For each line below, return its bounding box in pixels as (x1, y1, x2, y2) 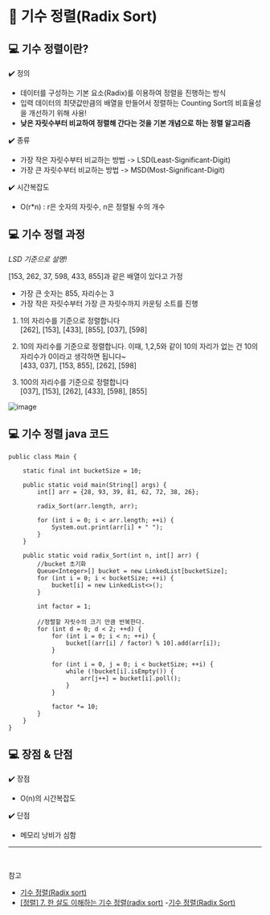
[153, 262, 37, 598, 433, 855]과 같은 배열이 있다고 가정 (8, 271, 183, 281)
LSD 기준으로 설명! (8, 254, 67, 264)
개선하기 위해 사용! (28, 108, 87, 118)
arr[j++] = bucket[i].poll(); (80, 674, 182, 682)
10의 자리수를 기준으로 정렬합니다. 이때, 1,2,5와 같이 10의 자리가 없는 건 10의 (19, 341, 259, 351)
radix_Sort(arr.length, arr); (37, 501, 138, 510)
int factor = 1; (37, 602, 92, 610)
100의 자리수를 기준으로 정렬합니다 (19, 376, 129, 387)
